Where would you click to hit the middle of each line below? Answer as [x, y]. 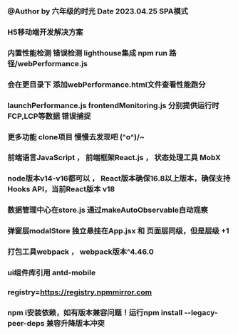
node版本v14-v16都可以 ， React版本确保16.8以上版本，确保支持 [119, 179]
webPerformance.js [52, 63]
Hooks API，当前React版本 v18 [61, 189]
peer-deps [26, 323]
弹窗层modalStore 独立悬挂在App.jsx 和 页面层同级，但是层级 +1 [118, 231]
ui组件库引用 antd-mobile [52, 273]
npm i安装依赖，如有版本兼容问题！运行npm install [95, 312]
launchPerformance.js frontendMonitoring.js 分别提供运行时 [113, 105]
